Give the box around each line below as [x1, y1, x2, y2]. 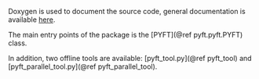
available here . [8, 15, 56, 24]
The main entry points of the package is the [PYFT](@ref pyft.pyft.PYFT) [8, 31, 243, 39]
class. [8, 38, 27, 48]
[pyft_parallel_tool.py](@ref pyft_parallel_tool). [8, 62, 158, 71]
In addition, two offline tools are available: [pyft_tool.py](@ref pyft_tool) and [8, 54, 253, 63]
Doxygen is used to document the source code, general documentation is [8, 7, 246, 16]
